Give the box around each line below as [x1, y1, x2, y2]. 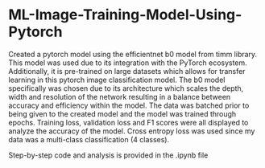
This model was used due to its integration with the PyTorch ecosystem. [8, 58, 247, 68]
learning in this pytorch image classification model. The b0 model [8, 75, 226, 84]
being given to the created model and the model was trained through [8, 109, 237, 118]
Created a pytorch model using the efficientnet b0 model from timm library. [8, 49, 258, 59]
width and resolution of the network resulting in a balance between [8, 92, 231, 101]
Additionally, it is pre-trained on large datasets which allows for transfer [8, 66, 246, 76]
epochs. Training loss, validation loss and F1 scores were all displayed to [8, 117, 249, 127]
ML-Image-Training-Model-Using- [8, 6, 242, 24]
